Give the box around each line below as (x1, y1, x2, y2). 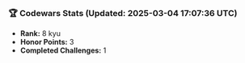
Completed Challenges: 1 (19, 45, 107, 55)
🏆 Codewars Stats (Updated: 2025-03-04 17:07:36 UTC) (8, 7, 238, 18)
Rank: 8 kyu (19, 29, 61, 38)
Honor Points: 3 (19, 37, 74, 47)
